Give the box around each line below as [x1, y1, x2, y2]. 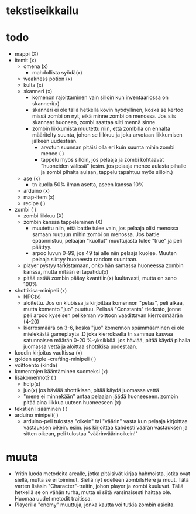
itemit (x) [14, 57, 36, 64]
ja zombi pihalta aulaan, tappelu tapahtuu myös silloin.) [40, 169, 174, 176]
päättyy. [32, 243, 52, 250]
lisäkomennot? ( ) [14, 374, 57, 382]
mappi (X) [14, 50, 39, 57]
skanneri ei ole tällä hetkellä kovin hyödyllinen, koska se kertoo [32, 107, 184, 114]
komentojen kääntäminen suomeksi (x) [14, 368, 108, 375]
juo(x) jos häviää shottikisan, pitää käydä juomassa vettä [23, 387, 159, 394]
